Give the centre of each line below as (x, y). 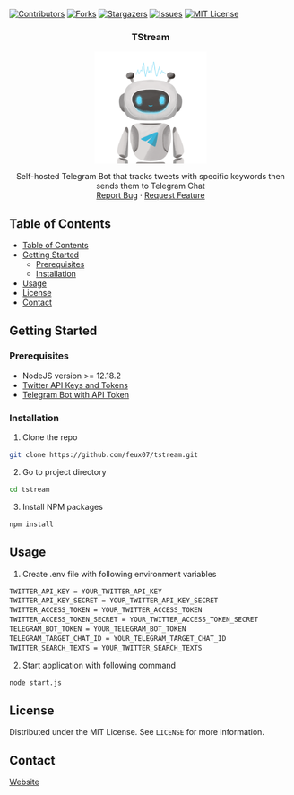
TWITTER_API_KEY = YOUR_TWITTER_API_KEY (86, 592)
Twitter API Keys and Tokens (75, 385)
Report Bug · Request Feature (151, 195)
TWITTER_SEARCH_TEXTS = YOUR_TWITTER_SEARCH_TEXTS (106, 648)
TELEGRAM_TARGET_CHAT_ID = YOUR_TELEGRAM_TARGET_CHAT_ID (118, 638)
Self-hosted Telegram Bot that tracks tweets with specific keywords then (151, 177)
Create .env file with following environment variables (119, 574)
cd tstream (30, 489)
